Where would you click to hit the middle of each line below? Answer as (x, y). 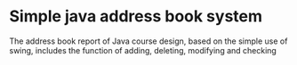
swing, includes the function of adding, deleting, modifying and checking (143, 50)
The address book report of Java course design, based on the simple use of (148, 41)
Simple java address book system (136, 16)
